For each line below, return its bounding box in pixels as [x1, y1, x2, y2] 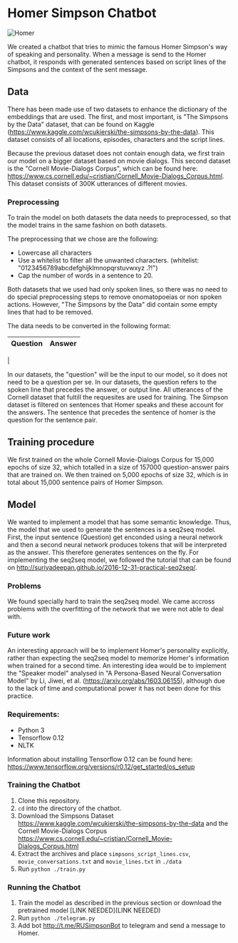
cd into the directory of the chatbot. [17, 804, 122, 812]
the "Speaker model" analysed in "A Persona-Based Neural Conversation [7, 669, 222, 678]
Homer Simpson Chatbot [7, 5, 157, 21]
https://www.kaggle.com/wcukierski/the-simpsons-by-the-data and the [17, 819, 229, 827]
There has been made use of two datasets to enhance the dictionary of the [7, 105, 227, 113]
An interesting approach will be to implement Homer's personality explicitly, [7, 646, 229, 655]
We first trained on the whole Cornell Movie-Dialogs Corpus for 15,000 [7, 455, 214, 464]
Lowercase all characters [17, 248, 92, 258]
